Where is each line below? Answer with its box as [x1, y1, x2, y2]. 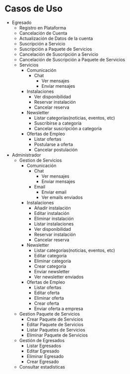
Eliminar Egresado [26, 353, 64, 359]
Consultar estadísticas [19, 364, 65, 370]
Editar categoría [34, 252, 67, 258]
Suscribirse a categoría [34, 120, 82, 126]
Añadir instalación [34, 205, 71, 211]
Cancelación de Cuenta [19, 30, 67, 36]
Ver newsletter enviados [34, 274, 84, 280]
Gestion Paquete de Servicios [19, 311, 80, 317]
